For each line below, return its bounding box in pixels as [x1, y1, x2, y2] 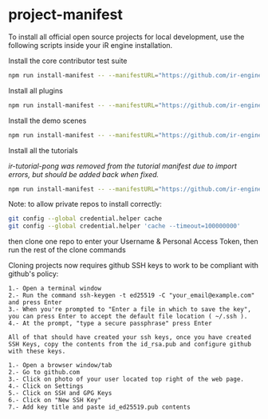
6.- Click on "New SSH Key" [8, 397, 102, 405]
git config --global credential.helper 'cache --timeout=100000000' [8, 222, 241, 231]
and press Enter [8, 298, 62, 306]
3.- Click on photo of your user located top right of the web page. [8, 375, 245, 384]
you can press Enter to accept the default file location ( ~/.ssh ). [8, 313, 248, 321]
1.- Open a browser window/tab [8, 362, 112, 370]
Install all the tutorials [8, 145, 78, 155]
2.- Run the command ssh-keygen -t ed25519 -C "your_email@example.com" [8, 291, 255, 300]
